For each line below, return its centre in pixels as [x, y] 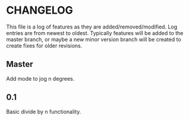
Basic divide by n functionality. [44, 112]
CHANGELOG [40, 10]
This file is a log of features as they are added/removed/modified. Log [92, 27]
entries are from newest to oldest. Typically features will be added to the [95, 33]
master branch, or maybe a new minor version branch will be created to [94, 39]
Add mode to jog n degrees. [40, 78]
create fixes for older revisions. [44, 46]
